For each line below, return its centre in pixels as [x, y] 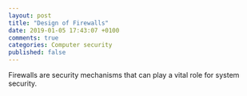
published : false [37, 52]
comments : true [34, 38]
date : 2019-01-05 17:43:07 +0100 [64, 30]
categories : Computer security [60, 45]
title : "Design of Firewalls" [59, 23]
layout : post [30, 15]
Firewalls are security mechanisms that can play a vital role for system [124, 75]
